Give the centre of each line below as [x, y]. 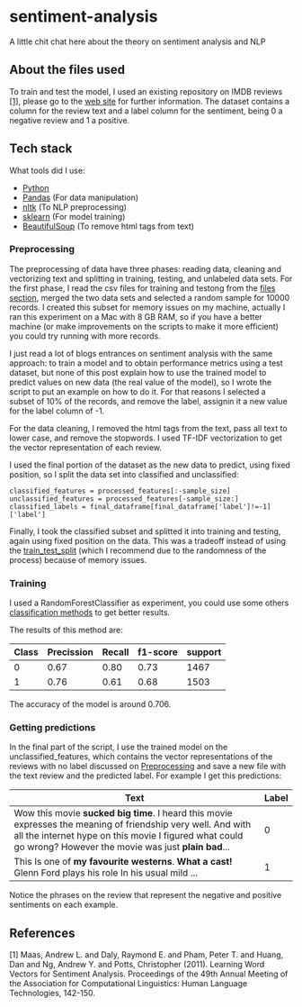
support [204, 652]
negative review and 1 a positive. [70, 120]
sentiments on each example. [64, 905]
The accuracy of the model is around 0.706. [90, 704]
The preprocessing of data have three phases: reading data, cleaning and [145, 268]
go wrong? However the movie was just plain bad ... [122, 847]
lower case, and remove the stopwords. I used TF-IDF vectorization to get [146, 438]
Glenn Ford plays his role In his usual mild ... [106, 873]
